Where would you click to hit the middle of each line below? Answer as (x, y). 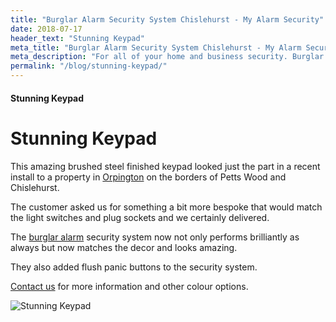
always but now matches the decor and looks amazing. (124, 247)
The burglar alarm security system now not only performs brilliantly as (155, 237)
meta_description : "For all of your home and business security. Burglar (167, 57)
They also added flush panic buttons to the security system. (134, 267)
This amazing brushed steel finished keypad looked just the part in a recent (165, 166)
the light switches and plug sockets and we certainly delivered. (140, 217)
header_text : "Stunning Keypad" (77, 38)
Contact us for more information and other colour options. (129, 286)
